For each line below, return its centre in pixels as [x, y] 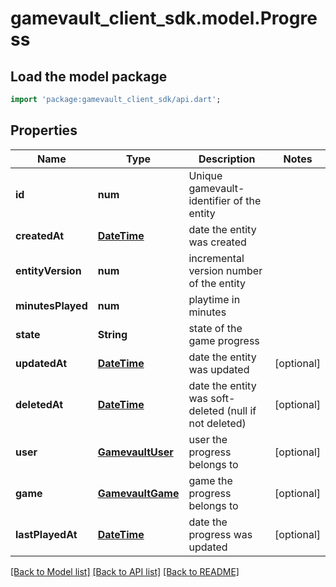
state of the [215, 328]
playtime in [214, 299]
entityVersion [48, 270]
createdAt [40, 235]
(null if [241, 410]
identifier [210, 200]
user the [208, 439]
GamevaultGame [138, 493]
